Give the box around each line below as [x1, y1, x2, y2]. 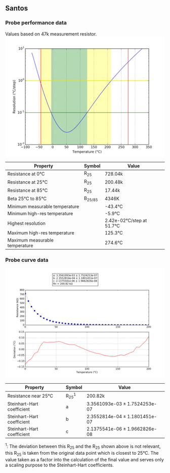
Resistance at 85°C [7, 187, 48, 193]
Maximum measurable [7, 237, 54, 243]
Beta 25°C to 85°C [7, 195, 47, 202]
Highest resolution [7, 220, 46, 226]
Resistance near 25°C [7, 393, 53, 399]
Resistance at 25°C [7, 179, 48, 185]
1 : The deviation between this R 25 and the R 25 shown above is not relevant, [5, 443, 161, 451]
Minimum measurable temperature [7, 203, 79, 210]
